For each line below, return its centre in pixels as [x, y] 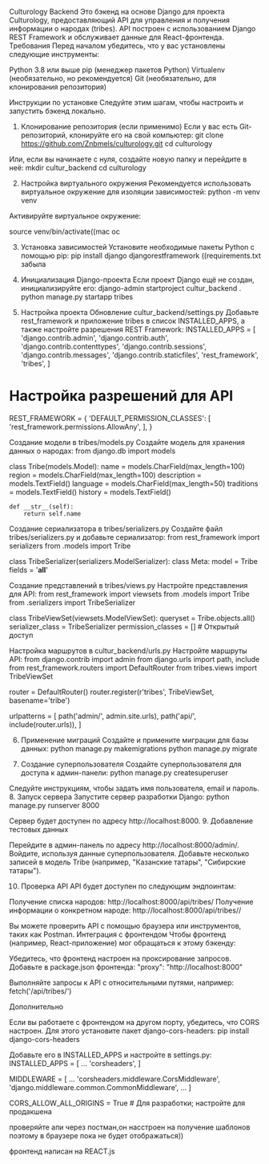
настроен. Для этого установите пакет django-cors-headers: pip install [129, 1031]
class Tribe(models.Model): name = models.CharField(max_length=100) [127, 466]
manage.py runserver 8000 [54, 805]
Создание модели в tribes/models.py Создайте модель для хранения [127, 442]
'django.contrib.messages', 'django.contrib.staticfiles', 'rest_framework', [140, 355]
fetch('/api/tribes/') [40, 990]
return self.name [52, 513]
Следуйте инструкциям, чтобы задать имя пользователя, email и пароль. [134, 788]
